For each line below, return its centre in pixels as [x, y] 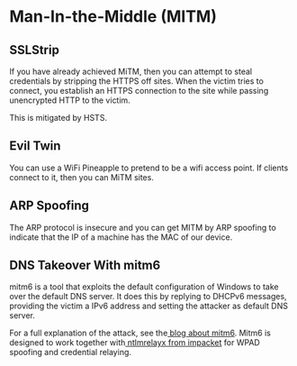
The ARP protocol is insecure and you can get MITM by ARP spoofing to [143, 227]
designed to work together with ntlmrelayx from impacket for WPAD [135, 343]
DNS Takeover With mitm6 [85, 265]
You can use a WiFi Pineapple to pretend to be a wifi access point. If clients [149, 168]
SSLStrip [35, 50]
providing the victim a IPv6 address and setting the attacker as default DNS [149, 306]
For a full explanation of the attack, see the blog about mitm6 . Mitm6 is [140, 333]
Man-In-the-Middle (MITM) [113, 17]
